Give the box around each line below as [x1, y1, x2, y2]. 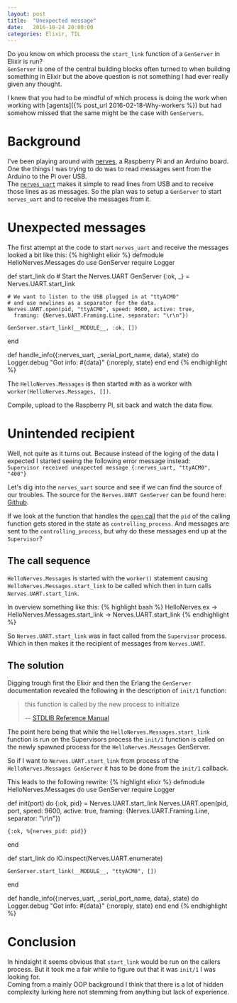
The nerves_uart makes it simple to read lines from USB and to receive [7, 180, 214, 188]
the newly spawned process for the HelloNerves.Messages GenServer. [7, 742, 211, 751]
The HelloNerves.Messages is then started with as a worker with [7, 379, 192, 388]
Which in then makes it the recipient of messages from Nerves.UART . [7, 639, 206, 647]
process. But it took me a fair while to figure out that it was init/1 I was [7, 965, 216, 973]
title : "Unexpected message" [7, 17, 97, 24]
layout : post [7, 10, 46, 18]
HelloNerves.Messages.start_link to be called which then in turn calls [7, 581, 211, 590]
